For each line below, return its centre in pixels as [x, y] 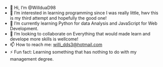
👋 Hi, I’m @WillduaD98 [33, 8]
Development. [24, 29]
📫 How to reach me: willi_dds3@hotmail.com [56, 45]
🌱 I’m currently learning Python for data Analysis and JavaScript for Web [83, 23]
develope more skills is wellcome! [44, 39]
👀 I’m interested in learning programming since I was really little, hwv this [84, 13]
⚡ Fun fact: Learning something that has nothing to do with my [73, 52]
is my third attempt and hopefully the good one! [58, 18]
